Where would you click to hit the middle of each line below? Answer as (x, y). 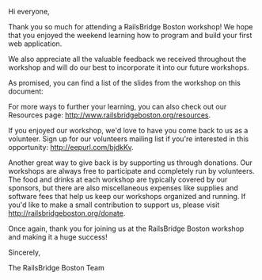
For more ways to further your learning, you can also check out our (118, 107)
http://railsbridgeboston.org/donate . (67, 213)
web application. (35, 44)
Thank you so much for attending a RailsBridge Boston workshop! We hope (131, 27)
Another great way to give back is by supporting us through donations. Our (131, 163)
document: (26, 91)
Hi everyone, (29, 12)
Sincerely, (25, 252)
